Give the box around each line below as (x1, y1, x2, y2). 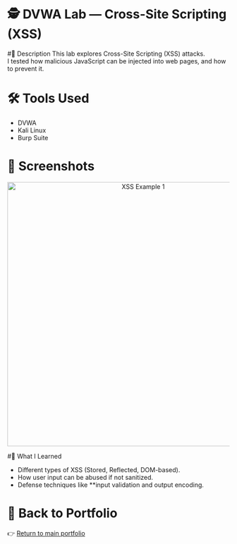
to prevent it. (7, 64, 44, 73)
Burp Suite (17, 133, 49, 142)
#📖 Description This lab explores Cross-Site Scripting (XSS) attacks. (7, 49, 206, 58)
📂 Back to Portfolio (7, 505, 118, 521)
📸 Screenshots (7, 159, 95, 174)
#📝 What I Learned (7, 452, 62, 460)
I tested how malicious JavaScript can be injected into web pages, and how (7, 56, 226, 65)
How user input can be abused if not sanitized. (17, 473, 154, 481)
